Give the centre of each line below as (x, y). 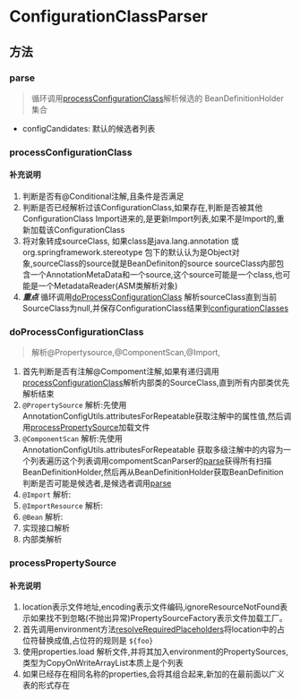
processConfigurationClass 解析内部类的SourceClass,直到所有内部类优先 (156, 383)
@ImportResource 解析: (63, 506)
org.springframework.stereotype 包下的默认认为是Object (127, 252)
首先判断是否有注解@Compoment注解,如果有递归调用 (120, 371)
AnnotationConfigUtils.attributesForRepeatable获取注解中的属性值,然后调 (157, 416)
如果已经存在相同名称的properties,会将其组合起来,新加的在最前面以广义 (153, 674)
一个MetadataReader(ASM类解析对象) (108, 286)
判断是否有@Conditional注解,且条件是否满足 (103, 196)
